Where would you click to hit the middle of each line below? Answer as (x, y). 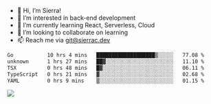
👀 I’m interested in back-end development (76, 18)
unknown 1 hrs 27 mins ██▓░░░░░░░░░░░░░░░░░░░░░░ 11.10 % (106, 62)
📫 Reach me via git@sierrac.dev (64, 40)
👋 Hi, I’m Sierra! (39, 11)
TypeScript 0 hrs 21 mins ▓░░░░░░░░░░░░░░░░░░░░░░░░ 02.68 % (106, 74)
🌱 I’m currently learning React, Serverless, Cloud (86, 25)
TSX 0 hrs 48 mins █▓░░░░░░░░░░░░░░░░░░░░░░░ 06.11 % (106, 68)
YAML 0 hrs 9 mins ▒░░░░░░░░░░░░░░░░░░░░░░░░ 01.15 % (106, 81)
